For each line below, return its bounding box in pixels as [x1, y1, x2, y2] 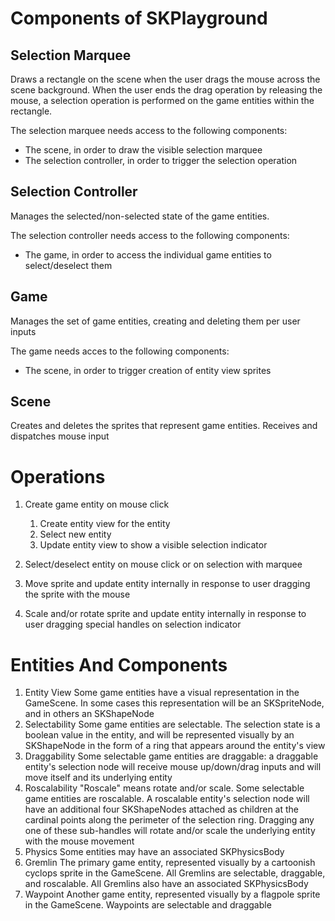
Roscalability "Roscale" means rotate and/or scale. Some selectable [24, 782, 305, 794]
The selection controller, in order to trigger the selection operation [24, 155, 298, 166]
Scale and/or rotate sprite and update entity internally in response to [24, 608, 307, 620]
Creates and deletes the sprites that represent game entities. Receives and [10, 420, 318, 432]
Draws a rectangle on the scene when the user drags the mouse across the [10, 73, 321, 85]
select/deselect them [24, 259, 113, 271]
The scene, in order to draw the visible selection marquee [24, 144, 263, 156]
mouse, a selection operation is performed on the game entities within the [10, 95, 315, 106]
